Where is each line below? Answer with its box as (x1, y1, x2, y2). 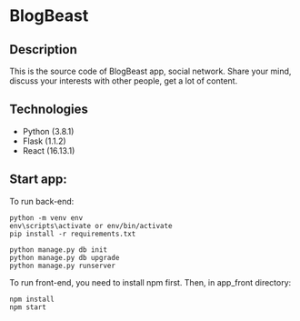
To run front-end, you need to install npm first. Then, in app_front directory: (9, 276, 292, 287)
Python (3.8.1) (22, 125, 75, 136)
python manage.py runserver (9, 261, 116, 270)
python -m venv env (9, 213, 84, 223)
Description (9, 42, 77, 57)
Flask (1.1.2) (22, 135, 66, 146)
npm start (9, 302, 47, 312)
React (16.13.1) (22, 145, 75, 155)
